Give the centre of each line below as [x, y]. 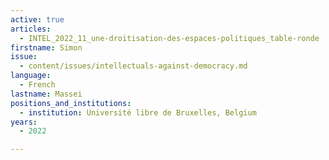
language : [31, 76]
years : [24, 122]
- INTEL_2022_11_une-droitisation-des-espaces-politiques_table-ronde [169, 38]
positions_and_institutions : [71, 103]
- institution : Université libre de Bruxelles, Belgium [138, 112]
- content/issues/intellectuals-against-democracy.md [133, 66]
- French [37, 85]
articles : [31, 29]
